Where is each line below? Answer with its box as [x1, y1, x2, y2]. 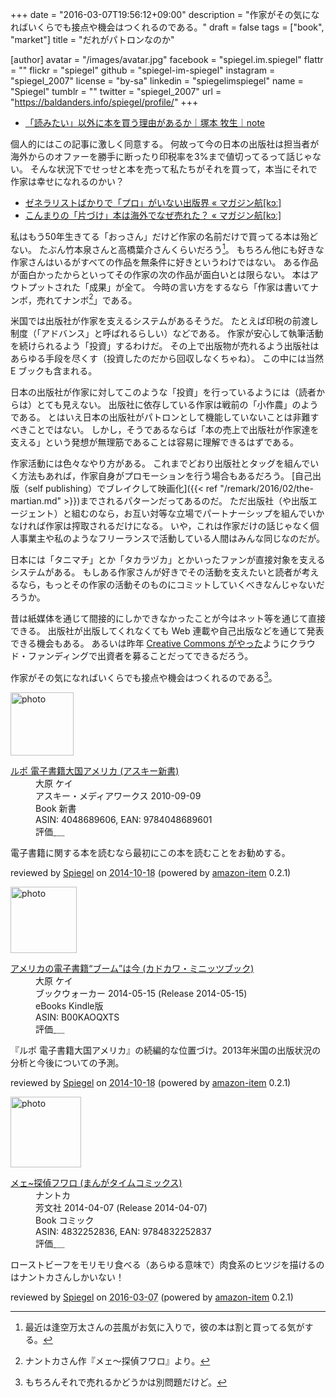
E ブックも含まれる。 [10, 365, 98, 377]
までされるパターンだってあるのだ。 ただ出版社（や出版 [79, 495, 310, 507]
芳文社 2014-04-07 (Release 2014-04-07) [35, 1201, 208, 1213]
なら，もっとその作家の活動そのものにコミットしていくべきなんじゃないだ [18, 579, 325, 591]
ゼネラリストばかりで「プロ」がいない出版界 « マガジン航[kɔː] [24, 197, 282, 208]
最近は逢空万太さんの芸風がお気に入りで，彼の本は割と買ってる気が [24, 1321, 305, 1333]
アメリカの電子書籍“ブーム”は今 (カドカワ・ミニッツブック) [10, 962, 255, 974]
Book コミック [35, 1214, 95, 1226]
